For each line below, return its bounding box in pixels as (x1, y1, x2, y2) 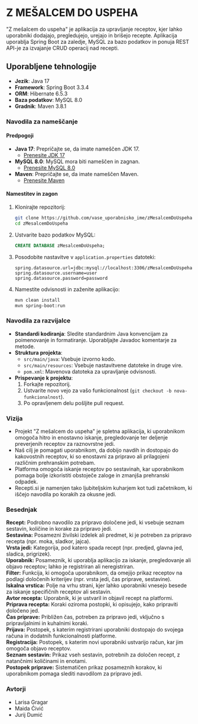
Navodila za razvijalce (6, 317, 71, 325)
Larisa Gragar (14, 699, 48, 706)
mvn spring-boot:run (14, 302, 66, 308)
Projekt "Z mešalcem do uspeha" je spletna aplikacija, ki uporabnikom (14, 428, 185, 435)
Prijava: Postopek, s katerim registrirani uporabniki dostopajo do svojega (6, 626, 184, 633)
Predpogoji (6, 132, 34, 139)
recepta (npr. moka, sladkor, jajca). (6, 538, 90, 545)
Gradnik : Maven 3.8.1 (14, 103, 67, 110)
